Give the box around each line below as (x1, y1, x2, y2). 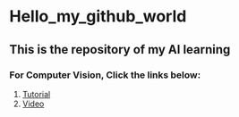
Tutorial (21, 88, 51, 99)
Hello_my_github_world (9, 6, 187, 27)
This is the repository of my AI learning (9, 42, 231, 57)
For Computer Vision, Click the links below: (9, 69, 201, 81)
